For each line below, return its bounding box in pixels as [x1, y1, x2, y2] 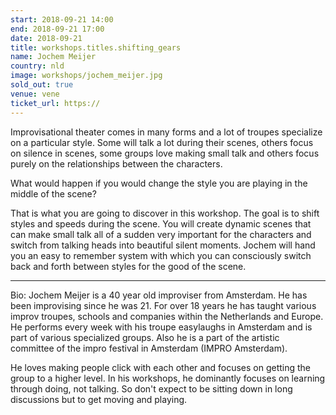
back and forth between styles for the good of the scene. [10, 260, 247, 272]
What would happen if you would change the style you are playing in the [10, 177, 308, 189]
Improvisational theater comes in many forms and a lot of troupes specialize [10, 126, 323, 138]
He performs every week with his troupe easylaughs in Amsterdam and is [10, 321, 313, 333]
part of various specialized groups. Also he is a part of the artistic [10, 331, 280, 343]
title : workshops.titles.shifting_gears [10, 42, 182, 53]
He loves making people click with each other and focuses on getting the [10, 361, 312, 373]
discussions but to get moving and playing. [10, 393, 188, 405]
